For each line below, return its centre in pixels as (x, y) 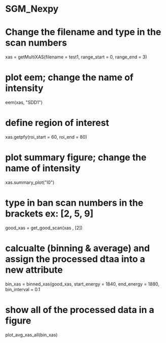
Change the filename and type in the (83, 32)
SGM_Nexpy (32, 9)
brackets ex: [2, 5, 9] (49, 214)
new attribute (34, 270)
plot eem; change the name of (69, 77)
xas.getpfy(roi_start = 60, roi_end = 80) (46, 137)
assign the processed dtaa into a (75, 259)
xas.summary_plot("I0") (30, 182)
